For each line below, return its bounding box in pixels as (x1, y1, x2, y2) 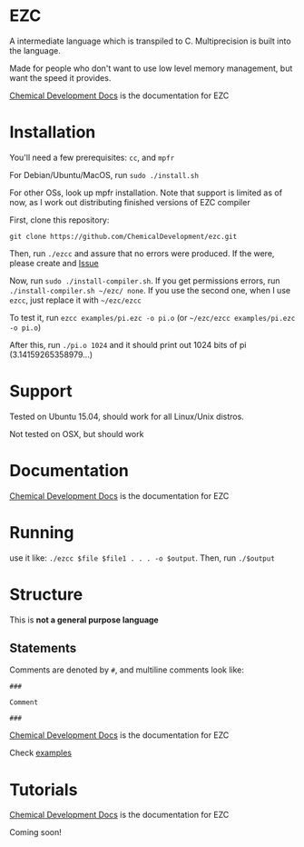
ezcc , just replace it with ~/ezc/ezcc (9, 294, 142, 305)
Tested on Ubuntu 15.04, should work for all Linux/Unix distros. (9, 411, 245, 422)
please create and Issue (9, 257, 99, 268)
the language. (9, 45, 61, 55)
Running (9, 522, 74, 543)
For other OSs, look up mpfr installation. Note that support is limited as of (9, 187, 283, 198)
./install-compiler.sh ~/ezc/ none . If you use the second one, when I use (9, 284, 291, 295)
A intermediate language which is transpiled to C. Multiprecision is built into (9, 35, 292, 46)
